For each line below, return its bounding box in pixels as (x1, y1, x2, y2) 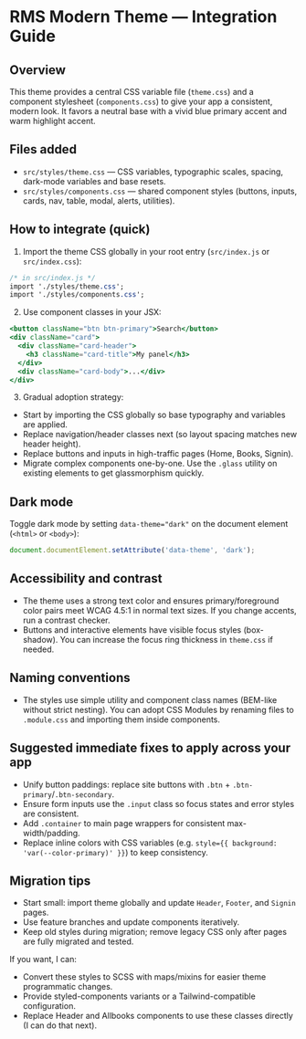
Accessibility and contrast (9, 571, 163, 586)
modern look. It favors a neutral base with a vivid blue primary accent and (9, 106, 288, 116)
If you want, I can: (9, 954, 78, 965)
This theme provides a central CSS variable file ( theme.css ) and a (9, 87, 254, 97)
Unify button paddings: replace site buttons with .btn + (22, 779, 231, 790)
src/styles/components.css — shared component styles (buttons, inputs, (22, 185, 298, 196)
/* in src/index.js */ (9, 273, 96, 282)
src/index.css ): (22, 256, 82, 267)
